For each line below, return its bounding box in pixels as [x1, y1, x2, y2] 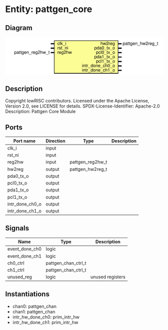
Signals [5, 224, 29, 233]
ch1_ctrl [7, 267, 25, 273]
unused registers [90, 274, 126, 280]
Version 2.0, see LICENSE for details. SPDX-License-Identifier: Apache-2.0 [5, 103, 160, 109]
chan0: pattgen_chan [12, 303, 57, 309]
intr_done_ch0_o [7, 201, 42, 207]
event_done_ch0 [7, 246, 42, 252]
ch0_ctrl [7, 260, 25, 266]
